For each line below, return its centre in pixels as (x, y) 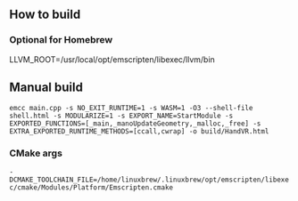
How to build (45, 15)
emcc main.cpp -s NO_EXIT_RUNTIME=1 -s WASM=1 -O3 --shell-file (131, 108)
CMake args (36, 153)
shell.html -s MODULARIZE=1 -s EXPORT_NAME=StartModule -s (121, 116)
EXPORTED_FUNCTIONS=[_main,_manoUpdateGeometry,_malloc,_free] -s (135, 124)
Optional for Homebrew (61, 40)
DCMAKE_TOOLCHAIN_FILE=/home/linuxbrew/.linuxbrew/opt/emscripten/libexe (149, 180)
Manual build (46, 88)
